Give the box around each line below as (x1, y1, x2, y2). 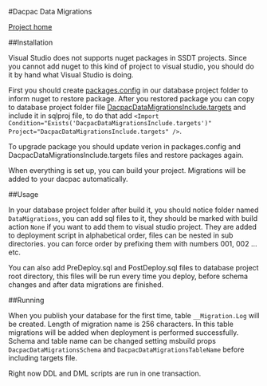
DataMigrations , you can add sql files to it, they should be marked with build (8, 214, 257, 223)
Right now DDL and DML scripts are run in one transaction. (8, 368, 202, 378)
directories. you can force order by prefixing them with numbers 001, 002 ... (8, 239, 257, 248)
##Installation (8, 37, 53, 47)
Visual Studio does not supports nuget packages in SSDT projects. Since (8, 53, 247, 62)
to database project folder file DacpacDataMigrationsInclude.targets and (8, 103, 246, 112)
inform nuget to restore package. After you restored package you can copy (8, 94, 255, 103)
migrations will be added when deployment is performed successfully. (8, 328, 239, 337)
